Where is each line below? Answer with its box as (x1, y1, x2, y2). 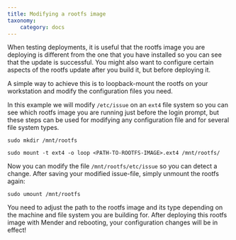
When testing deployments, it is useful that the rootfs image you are (7, 43, 206, 52)
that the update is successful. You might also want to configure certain (7, 58, 214, 67)
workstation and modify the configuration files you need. (7, 87, 174, 96)
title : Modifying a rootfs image (7, 10, 106, 18)
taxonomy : (7, 17, 37, 24)
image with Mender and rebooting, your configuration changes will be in (7, 218, 218, 227)
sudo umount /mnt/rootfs (7, 191, 81, 198)
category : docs (20, 23, 65, 31)
